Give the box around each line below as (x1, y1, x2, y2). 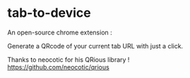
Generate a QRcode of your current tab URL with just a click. (7, 41, 184, 50)
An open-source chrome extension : (7, 28, 113, 37)
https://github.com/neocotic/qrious (7, 63, 109, 71)
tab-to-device (7, 5, 91, 21)
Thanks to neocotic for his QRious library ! (7, 55, 130, 64)
